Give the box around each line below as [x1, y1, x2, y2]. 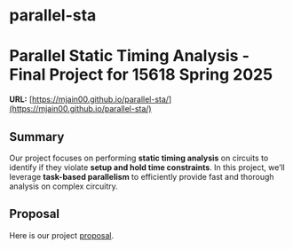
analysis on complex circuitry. [9, 181, 118, 191]
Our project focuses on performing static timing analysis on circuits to [9, 152, 269, 163]
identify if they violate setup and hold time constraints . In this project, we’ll [9, 161, 286, 173]
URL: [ [9, 94, 33, 105]
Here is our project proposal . [9, 230, 115, 240]
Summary [9, 129, 65, 144]
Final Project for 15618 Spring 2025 [9, 65, 273, 85]
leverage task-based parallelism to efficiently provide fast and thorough [9, 171, 274, 182]
